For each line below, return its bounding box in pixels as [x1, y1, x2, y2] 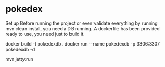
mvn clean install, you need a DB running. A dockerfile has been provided [5, 25, 160, 31]
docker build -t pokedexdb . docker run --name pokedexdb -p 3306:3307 [5, 40, 160, 47]
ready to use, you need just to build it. [5, 31, 85, 37]
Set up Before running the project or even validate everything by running [5, 20, 158, 26]
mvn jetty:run [5, 56, 33, 62]
